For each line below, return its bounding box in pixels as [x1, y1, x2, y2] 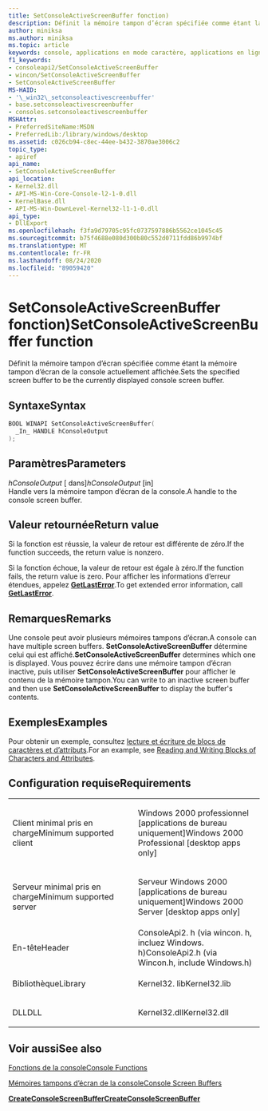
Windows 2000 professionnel [138, 807, 250, 818]
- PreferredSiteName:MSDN [8, 123, 94, 131]
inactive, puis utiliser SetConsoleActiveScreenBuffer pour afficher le [8, 667, 236, 677]
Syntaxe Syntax [8, 398, 86, 412]
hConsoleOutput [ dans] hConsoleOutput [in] [8, 478, 154, 488]
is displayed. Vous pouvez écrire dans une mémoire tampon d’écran [8, 658, 231, 668]
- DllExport [8, 219, 48, 227]
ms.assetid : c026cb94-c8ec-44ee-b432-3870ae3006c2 [8, 137, 180, 146]
